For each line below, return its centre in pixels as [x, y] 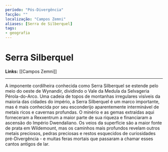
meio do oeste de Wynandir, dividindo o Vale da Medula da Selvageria [77, 91]
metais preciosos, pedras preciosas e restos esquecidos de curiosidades [80, 133]
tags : [11, 28]
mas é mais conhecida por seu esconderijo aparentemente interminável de [82, 107]
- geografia [17, 33]
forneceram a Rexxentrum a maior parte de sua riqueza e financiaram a [79, 117]
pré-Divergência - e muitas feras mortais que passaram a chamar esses [79, 139]
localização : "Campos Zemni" [35, 19]
